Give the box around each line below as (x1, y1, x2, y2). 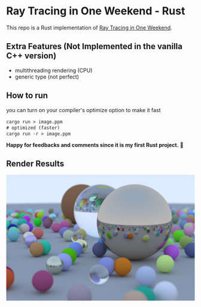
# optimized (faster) (6, 125, 60, 131)
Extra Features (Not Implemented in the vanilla (6, 41, 182, 52)
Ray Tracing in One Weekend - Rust (6, 4, 185, 18)
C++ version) (6, 51, 57, 61)
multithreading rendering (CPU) (14, 67, 93, 74)
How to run (6, 91, 48, 101)
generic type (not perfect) (14, 73, 80, 80)
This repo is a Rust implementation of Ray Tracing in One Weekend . (6, 24, 172, 31)
